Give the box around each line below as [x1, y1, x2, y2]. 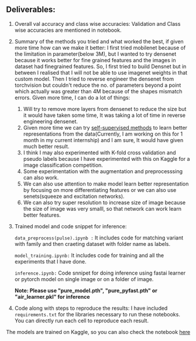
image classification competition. [23, 161, 104, 168]
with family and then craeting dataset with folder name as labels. [14, 240, 171, 247]
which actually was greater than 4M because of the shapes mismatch [14, 87, 183, 94]
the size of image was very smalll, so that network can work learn [23, 205, 182, 212]
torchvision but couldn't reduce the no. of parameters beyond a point [14, 82, 181, 89]
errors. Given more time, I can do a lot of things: [14, 94, 130, 101]
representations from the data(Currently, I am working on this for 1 [23, 130, 183, 137]
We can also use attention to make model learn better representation [23, 180, 189, 187]
